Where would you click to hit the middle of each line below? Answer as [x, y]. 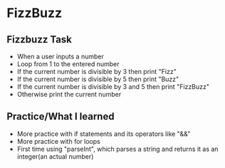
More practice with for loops [58, 141]
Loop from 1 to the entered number [68, 64]
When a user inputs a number [60, 56]
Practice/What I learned [61, 116]
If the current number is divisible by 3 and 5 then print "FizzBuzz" [113, 86]
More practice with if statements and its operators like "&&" [104, 134]
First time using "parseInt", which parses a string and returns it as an [117, 149]
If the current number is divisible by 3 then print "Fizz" [97, 72]
